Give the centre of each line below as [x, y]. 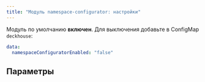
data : [13, 47]
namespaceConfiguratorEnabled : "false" [63, 52]
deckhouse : [20, 36]
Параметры [30, 71]
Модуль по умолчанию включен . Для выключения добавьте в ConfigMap [103, 29]
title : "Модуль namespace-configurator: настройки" [73, 12]
